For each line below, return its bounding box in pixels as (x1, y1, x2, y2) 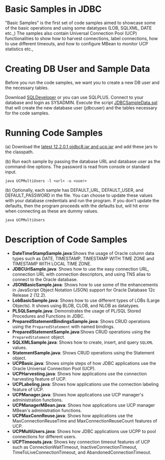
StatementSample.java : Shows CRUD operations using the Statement (12, 350, 155, 355)
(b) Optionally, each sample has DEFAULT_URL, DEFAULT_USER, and (5, 187, 144, 193)
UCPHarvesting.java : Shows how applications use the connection (12, 371, 147, 377)
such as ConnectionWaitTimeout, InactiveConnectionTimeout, (12, 444, 138, 450)
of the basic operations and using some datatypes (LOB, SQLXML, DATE (5, 25, 152, 31)
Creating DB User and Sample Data (5, 63, 150, 74)
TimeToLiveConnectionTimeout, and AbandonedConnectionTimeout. (12, 449, 152, 455)
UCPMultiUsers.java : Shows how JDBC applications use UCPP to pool (12, 428, 156, 434)
